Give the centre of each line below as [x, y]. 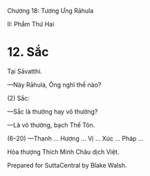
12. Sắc [28, 52]
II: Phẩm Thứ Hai [31, 24]
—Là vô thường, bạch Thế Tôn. [51, 125]
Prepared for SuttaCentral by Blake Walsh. [67, 165]
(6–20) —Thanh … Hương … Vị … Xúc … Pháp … [75, 138]
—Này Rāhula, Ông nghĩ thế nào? [54, 85]
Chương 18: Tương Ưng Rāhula [50, 11]
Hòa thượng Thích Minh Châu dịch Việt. [63, 152]
